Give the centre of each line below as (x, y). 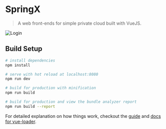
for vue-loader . (21, 121)
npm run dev (18, 79)
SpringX (23, 9)
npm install (18, 65)
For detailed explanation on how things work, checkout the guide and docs (83, 116)
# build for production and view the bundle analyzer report (71, 102)
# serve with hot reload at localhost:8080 (52, 74)
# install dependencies (30, 60)
